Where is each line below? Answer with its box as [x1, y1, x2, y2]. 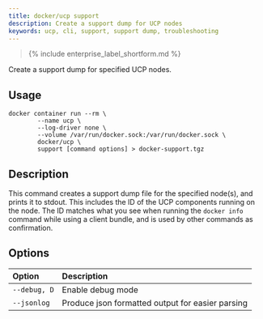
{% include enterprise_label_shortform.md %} [28, 49, 181, 59]
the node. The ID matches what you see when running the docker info [8, 206, 244, 215]
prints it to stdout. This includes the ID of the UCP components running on [8, 198, 255, 206]
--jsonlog [12, 298, 50, 308]
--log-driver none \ [37, 124, 107, 132]
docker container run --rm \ [8, 110, 107, 118]
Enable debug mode [62, 284, 139, 296]
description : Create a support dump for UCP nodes [8, 19, 183, 28]
